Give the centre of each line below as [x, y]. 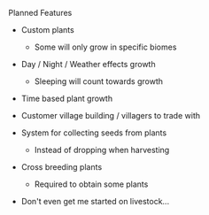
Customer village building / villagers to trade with [111, 115]
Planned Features [40, 13]
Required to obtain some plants [91, 184]
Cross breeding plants [62, 167]
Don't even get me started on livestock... [95, 201]
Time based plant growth [66, 98]
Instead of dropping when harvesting [102, 150]
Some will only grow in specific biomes [105, 47]
